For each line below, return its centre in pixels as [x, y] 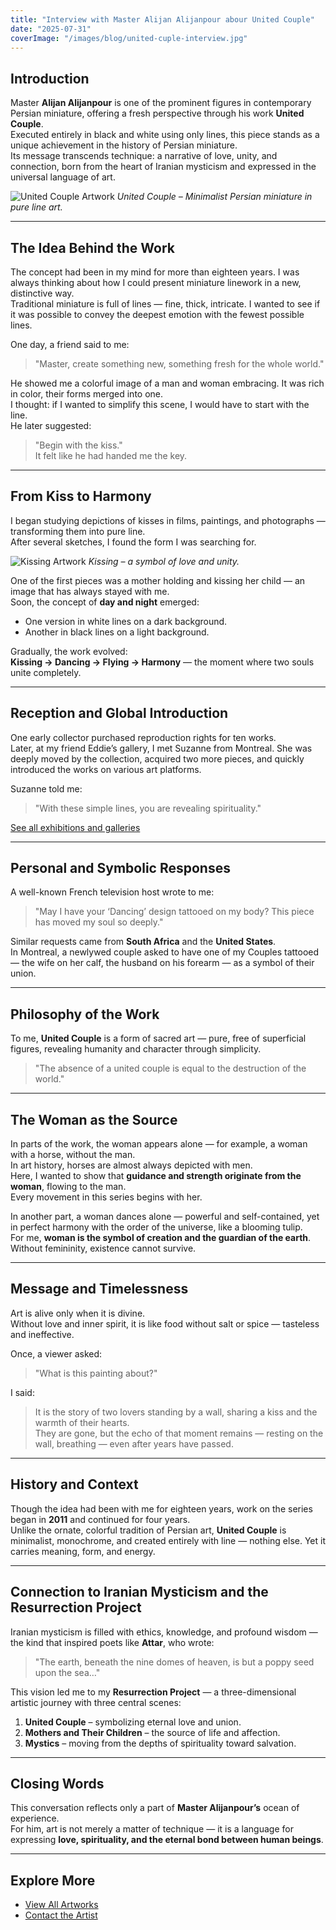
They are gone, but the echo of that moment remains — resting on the [179, 1433]
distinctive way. [42, 293]
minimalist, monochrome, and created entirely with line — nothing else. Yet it [168, 1540]
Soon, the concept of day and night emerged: [105, 602]
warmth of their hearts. [82, 1422]
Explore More [53, 1880]
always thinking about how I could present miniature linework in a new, [156, 282]
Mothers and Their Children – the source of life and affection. [152, 1732]
